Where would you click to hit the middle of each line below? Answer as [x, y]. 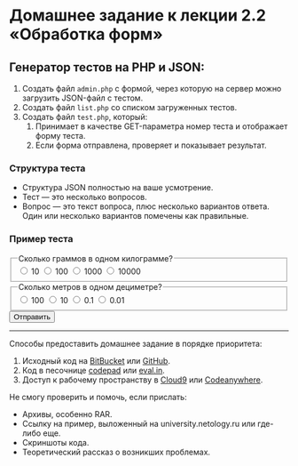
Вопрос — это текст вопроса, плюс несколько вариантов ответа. [146, 206]
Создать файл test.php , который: [85, 117]
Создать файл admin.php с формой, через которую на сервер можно [152, 88]
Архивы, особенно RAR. [67, 414]
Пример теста [41, 239]
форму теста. [60, 136]
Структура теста [47, 168]
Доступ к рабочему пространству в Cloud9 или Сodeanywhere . [142, 380]
